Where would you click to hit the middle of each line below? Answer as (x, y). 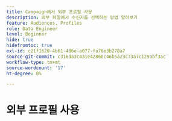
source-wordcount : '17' (36, 68)
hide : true (20, 40)
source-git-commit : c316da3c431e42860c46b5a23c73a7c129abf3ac (86, 57)
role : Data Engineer (32, 29)
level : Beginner (27, 34)
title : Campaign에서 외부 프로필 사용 (49, 12)
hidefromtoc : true (29, 46)
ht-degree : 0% (24, 73)
